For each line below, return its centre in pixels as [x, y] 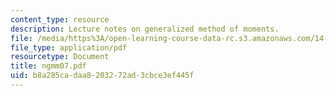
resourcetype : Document [60, 57]
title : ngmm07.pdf [48, 66]
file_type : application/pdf [69, 47]
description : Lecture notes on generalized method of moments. [145, 29]
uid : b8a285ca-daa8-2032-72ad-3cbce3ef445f [102, 76]
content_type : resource [60, 19]
